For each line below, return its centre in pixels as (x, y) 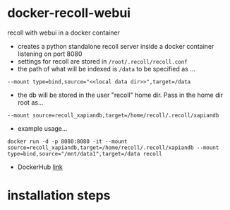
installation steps (59, 196)
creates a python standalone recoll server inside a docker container (116, 46)
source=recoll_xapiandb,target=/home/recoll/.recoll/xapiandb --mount (113, 147)
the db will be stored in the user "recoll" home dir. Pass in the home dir (120, 95)
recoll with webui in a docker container (63, 33)
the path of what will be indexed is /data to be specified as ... (107, 69)
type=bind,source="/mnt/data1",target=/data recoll (85, 153)
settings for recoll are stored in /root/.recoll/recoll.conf (103, 61)
